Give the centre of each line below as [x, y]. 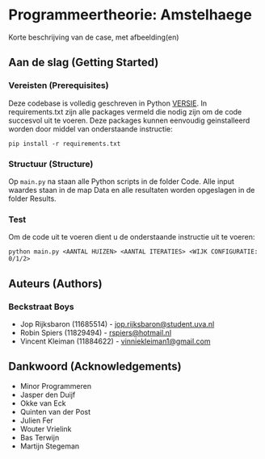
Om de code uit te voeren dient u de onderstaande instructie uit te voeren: [132, 237]
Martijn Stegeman [50, 446]
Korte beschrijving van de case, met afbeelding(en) [94, 37]
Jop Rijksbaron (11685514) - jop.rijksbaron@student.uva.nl [117, 323]
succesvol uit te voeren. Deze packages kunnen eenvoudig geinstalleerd [129, 120]
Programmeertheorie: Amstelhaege [130, 15]
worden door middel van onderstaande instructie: [91, 129]
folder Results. [32, 198]
